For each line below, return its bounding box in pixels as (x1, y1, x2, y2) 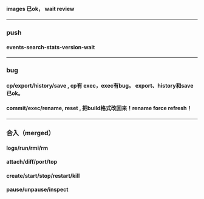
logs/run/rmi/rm (6, 144, 49, 152)
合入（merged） (6, 128, 55, 137)
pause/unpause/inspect (6, 186, 69, 194)
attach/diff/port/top (6, 158, 58, 166)
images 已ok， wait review (6, 5, 75, 12)
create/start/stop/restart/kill (6, 172, 80, 179)
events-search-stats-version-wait (6, 43, 95, 51)
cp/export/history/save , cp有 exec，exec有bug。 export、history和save (6, 82, 194, 89)
